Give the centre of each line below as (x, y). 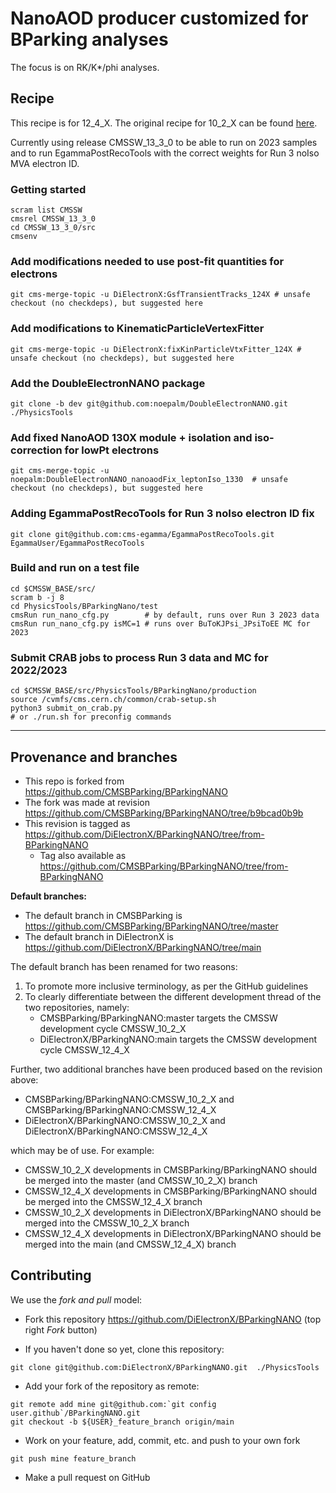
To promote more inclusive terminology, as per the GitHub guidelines (166, 986)
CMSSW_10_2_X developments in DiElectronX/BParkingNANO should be (173, 1212)
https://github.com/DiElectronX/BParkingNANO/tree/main (143, 947)
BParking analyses (89, 39)
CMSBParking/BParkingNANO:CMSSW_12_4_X (120, 1109)
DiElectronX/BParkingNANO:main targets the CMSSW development (178, 1039)
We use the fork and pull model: (76, 1299)
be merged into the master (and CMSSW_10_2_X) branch (141, 1180)
